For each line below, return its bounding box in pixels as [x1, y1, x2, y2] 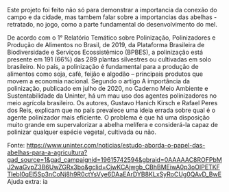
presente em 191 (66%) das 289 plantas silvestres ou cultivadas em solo [7, 55, 211, 64]
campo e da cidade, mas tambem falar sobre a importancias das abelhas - [7, 13, 217, 21]
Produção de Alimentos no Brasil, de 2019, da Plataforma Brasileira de [7, 41, 205, 49]
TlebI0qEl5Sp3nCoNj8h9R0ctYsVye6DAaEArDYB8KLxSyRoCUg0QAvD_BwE [7, 170, 221, 178]
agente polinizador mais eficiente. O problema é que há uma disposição [7, 113, 210, 122]
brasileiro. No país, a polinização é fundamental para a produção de [7, 63, 199, 70]
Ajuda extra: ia [7, 178, 48, 185]
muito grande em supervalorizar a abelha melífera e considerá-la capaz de [7, 121, 218, 128]
